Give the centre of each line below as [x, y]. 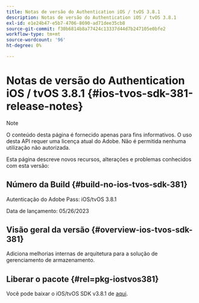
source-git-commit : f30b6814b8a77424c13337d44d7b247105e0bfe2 [86, 29]
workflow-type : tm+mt [33, 34]
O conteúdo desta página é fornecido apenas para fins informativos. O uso [99, 135]
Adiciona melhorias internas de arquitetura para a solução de [82, 254]
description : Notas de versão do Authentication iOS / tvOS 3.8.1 [91, 18]
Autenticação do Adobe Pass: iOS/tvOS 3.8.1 [62, 199]
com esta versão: [28, 165]
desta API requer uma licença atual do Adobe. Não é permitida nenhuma [96, 141]
